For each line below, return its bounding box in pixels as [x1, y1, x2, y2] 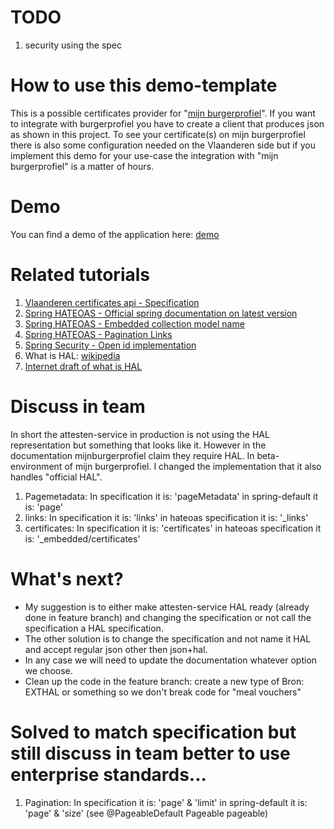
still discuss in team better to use [10, 742, 291, 765]
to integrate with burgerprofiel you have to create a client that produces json [10, 117, 325, 130]
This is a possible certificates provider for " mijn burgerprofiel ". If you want [10, 107, 316, 119]
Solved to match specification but [10, 721, 297, 743]
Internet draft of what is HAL [24, 360, 143, 372]
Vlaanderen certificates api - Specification [24, 296, 200, 308]
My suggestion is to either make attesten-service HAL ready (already [24, 601, 310, 613]
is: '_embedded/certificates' [24, 532, 141, 545]
